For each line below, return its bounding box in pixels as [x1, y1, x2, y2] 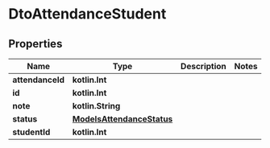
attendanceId [12, 74, 65, 85]
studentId [12, 126, 51, 138]
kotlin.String [72, 101, 121, 111]
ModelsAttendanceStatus [72, 113, 173, 125]
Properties [8, 37, 63, 51]
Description [180, 61, 227, 72]
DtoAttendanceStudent [8, 5, 167, 23]
